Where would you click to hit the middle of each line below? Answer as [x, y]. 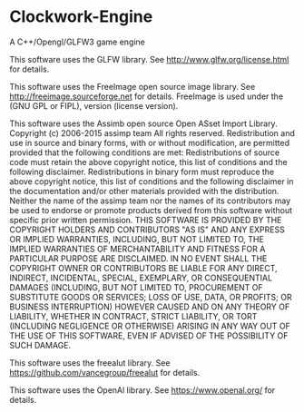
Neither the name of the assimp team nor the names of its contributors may [150, 201]
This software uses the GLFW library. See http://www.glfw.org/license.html [149, 59]
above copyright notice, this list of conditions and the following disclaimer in [152, 181]
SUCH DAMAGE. [40, 345]
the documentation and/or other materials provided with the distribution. [144, 191]
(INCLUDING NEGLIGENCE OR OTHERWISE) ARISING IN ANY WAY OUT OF [150, 326]
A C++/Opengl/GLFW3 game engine [77, 42]
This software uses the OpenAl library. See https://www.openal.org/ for [142, 390]
